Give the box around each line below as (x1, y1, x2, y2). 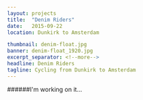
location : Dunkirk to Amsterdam (7, 29, 99, 36)
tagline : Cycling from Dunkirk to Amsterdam (7, 66, 136, 73)
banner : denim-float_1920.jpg (7, 48, 94, 54)
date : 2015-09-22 (7, 22, 63, 29)
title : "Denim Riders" (7, 16, 75, 23)
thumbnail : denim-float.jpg (7, 41, 88, 48)
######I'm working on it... (7, 85, 82, 93)
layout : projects (7, 10, 57, 17)
